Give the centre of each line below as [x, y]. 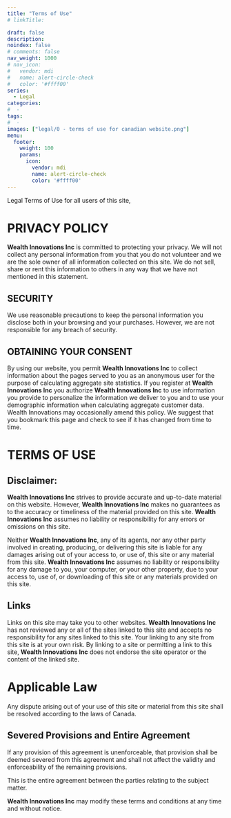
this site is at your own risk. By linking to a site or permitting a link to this [110, 644]
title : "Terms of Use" [40, 13]
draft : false [26, 33]
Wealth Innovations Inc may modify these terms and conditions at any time [114, 801]
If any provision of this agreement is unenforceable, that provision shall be [112, 752]
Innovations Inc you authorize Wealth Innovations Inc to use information [111, 390]
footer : [24, 142]
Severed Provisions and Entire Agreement [99, 735]
